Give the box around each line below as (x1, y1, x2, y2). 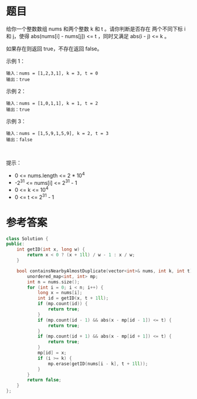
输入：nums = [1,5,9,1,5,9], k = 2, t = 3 (6, 130, 109, 136)
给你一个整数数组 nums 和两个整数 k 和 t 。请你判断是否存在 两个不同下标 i (6, 25, 186, 32)
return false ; (27, 377, 62, 383)
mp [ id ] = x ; (37, 350, 67, 356)
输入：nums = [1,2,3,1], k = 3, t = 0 (6, 70, 98, 76)
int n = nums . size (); (27, 279, 80, 285)
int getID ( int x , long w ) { (16, 246, 85, 252)
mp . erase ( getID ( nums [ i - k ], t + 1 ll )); (47, 361, 148, 367)
